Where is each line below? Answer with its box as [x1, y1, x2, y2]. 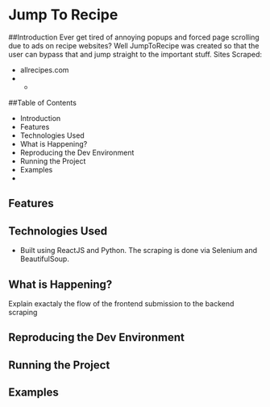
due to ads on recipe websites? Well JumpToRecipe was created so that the [8, 40, 260, 50]
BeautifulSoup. [19, 254, 70, 264]
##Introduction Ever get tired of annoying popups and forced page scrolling [8, 32, 260, 42]
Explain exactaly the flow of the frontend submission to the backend [8, 298, 235, 308]
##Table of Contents [8, 98, 77, 107]
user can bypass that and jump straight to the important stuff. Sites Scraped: [8, 49, 263, 59]
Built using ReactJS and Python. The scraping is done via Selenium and [19, 246, 258, 255]
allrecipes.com [19, 64, 69, 74]
